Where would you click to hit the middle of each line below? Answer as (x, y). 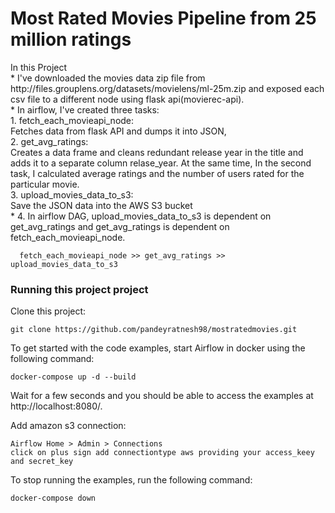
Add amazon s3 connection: (68, 426)
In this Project (39, 67)
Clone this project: (48, 311)
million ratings (71, 39)
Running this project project (79, 289)
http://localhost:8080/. (56, 406)
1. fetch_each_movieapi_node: (72, 120)
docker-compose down (53, 498)
